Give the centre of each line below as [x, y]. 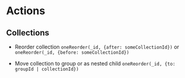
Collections [28, 33]
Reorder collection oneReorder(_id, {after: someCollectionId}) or [97, 47]
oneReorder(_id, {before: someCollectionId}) [72, 53]
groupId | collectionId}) [47, 69]
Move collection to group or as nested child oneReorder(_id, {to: [95, 64]
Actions [26, 11]
